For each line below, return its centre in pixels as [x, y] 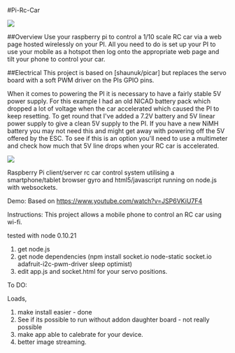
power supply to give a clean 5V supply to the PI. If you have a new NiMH [113, 123]
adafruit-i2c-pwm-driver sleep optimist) [75, 264]
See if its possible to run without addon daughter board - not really [113, 319]
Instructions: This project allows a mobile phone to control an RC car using [114, 214]
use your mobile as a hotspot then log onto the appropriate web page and [113, 51]
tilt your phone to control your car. [56, 59]
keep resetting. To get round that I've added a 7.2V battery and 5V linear [111, 116]
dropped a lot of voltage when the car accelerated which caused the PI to [113, 109]
